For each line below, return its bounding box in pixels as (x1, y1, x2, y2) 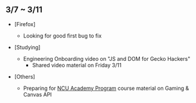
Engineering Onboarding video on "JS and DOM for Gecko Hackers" (23, 55, 191, 62)
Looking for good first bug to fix (23, 32, 102, 39)
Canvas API (23, 90, 52, 98)
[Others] (14, 73, 35, 80)
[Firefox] (14, 20, 36, 27)
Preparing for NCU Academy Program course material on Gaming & (23, 85, 189, 92)
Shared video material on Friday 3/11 (32, 61, 122, 68)
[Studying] (14, 43, 41, 51)
